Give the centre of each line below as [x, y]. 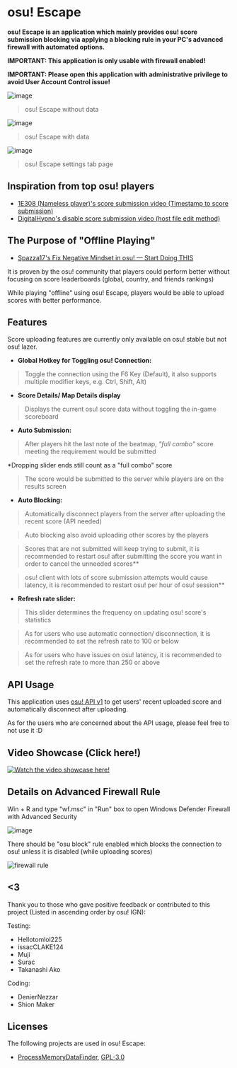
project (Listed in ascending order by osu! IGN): [77, 912]
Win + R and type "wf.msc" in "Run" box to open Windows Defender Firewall [119, 809]
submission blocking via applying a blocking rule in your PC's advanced [115, 39]
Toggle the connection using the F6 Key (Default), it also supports [121, 374]
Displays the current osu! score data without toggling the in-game [121, 409]
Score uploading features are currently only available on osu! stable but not [117, 339]
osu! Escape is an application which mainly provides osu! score [103, 32]
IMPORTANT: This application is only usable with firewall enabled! [106, 60]
